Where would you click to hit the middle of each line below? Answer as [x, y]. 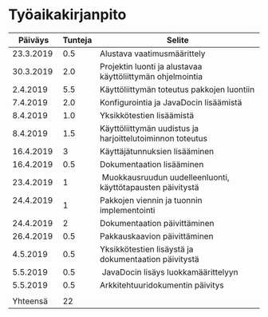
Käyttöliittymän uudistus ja [149, 128]
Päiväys [34, 40]
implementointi [127, 210]
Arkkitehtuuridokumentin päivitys [162, 285]
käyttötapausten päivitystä [149, 187]
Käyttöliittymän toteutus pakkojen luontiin [177, 89]
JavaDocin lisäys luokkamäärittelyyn [170, 271]
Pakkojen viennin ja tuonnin [151, 200]
